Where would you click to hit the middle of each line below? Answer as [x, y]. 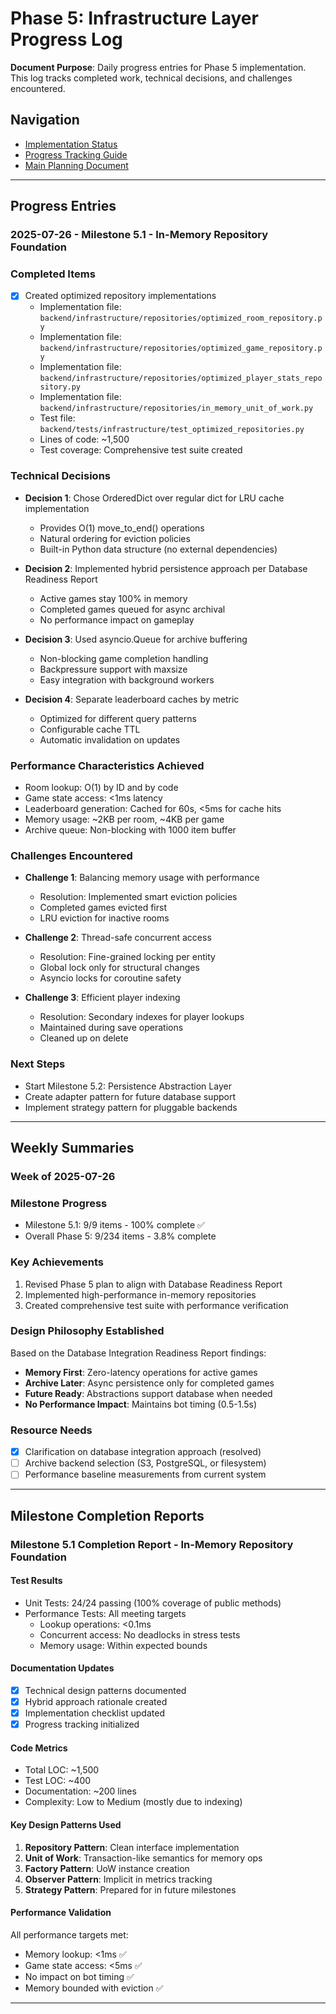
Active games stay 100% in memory [113, 598]
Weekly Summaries [72, 1148]
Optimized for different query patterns [118, 718]
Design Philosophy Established [87, 1331]
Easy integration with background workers [127, 679]
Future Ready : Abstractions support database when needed [148, 1393]
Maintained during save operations [111, 1028]
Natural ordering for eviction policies [115, 538]
